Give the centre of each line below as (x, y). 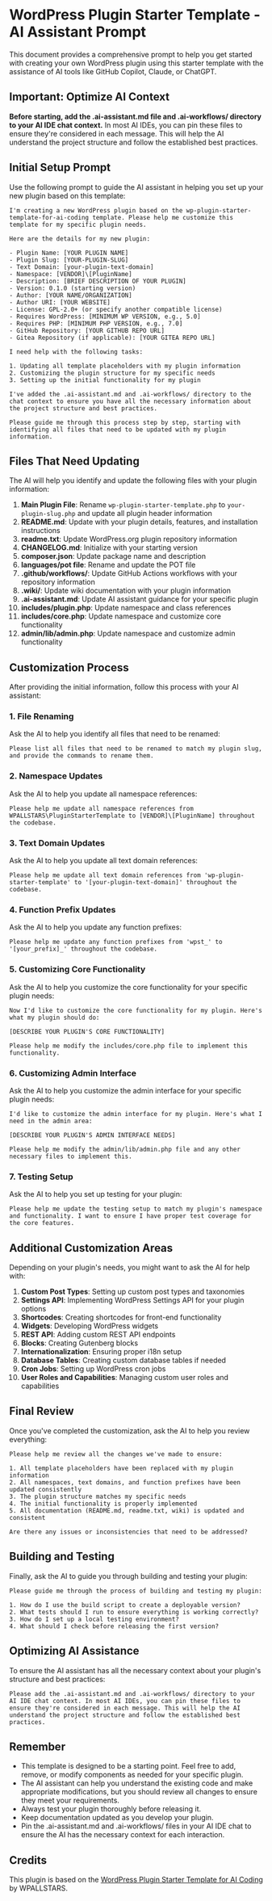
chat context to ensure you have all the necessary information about (130, 401)
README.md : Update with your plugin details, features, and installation (139, 522)
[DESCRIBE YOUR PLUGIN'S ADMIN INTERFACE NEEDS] (92, 1135)
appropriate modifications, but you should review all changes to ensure (139, 1792)
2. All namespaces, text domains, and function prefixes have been (125, 1482)
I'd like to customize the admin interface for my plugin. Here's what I (136, 1114)
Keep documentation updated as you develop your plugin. (117, 1818)
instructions (41, 531)
